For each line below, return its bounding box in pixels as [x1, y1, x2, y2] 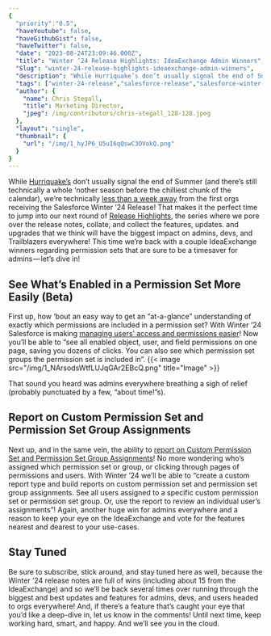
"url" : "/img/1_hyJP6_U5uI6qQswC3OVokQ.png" [23, 139, 175, 148]
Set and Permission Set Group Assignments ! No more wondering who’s [8, 453, 244, 463]
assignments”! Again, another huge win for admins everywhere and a [8, 504, 238, 514]
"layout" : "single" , [15, 124, 85, 133]
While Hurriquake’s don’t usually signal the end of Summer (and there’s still [8, 177, 257, 187]
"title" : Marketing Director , [23, 102, 125, 110]
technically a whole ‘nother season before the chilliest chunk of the [8, 185, 231, 195]
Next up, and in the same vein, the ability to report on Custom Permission [8, 444, 252, 454]
